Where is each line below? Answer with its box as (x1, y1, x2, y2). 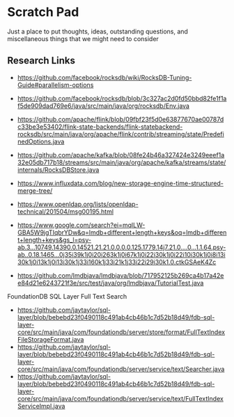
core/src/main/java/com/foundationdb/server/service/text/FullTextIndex (17, 394, 224, 402)
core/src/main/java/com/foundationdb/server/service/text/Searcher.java (17, 365, 225, 373)
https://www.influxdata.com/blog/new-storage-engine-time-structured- (17, 179, 224, 187)
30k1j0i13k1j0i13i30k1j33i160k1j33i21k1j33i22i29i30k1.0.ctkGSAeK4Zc (17, 258, 217, 266)
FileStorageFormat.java (17, 335, 84, 343)
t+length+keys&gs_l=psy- (17, 235, 92, 244)
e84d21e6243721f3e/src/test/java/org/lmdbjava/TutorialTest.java (17, 278, 204, 287)
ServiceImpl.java (17, 402, 65, 410)
